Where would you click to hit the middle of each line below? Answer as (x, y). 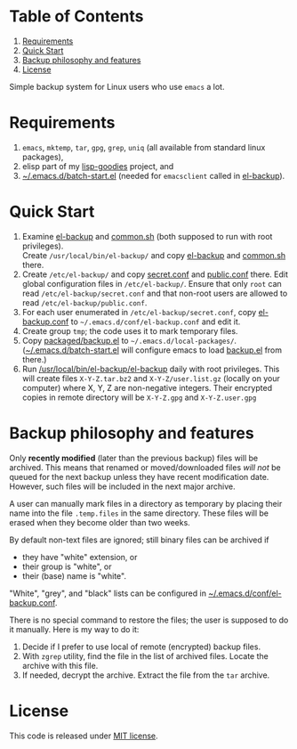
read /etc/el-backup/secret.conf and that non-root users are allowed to (155, 293)
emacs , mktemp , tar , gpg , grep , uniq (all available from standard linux (144, 147)
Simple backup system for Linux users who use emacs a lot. (117, 86)
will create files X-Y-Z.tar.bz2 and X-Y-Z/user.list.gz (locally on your (151, 378)
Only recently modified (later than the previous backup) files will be (134, 458)
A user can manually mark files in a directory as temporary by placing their (146, 503)
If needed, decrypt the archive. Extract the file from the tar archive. (146, 675)
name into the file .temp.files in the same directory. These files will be (139, 513)
